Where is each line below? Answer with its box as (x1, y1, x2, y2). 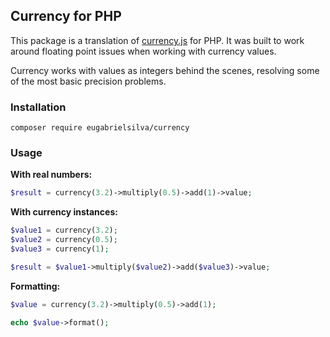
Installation (10, 100, 67, 114)
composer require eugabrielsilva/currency (10, 123, 190, 133)
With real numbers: (10, 169, 93, 181)
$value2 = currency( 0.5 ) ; (10, 235, 118, 245)
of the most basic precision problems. (10, 75, 167, 87)
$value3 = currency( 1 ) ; (10, 244, 110, 254)
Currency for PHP (10, 8, 122, 25)
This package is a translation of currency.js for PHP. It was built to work (10, 34, 305, 46)
